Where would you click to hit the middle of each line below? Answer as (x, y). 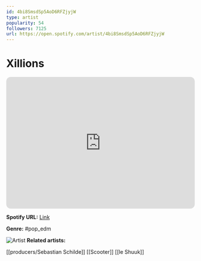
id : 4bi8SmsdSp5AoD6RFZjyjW (41, 12)
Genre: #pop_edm (29, 229)
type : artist (22, 17)
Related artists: (46, 241)
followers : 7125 (26, 28)
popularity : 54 (25, 23)
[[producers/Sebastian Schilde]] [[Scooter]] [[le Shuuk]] (75, 252)
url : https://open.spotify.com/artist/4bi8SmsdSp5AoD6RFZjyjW (85, 34)
